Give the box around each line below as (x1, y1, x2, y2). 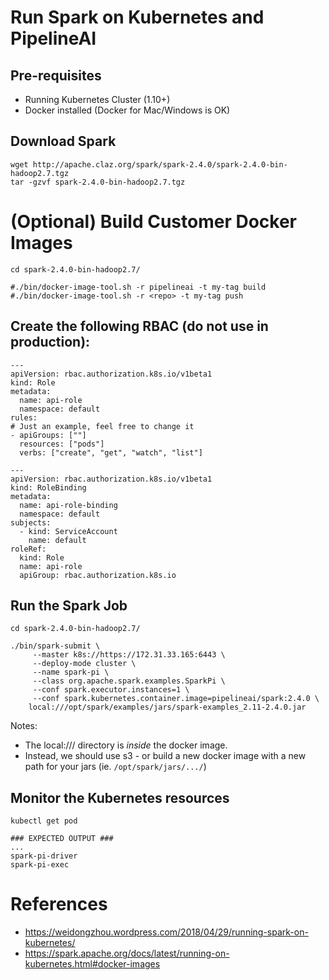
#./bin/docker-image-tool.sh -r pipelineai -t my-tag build (10, 282, 267, 292)
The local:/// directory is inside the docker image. (24, 739, 228, 751)
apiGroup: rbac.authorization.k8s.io (19, 570, 177, 580)
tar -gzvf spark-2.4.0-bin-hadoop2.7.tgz (10, 177, 186, 187)
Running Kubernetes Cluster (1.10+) (24, 94, 171, 105)
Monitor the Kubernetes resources (10, 789, 230, 806)
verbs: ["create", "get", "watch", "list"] (19, 447, 203, 458)
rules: (10, 412, 38, 423)
